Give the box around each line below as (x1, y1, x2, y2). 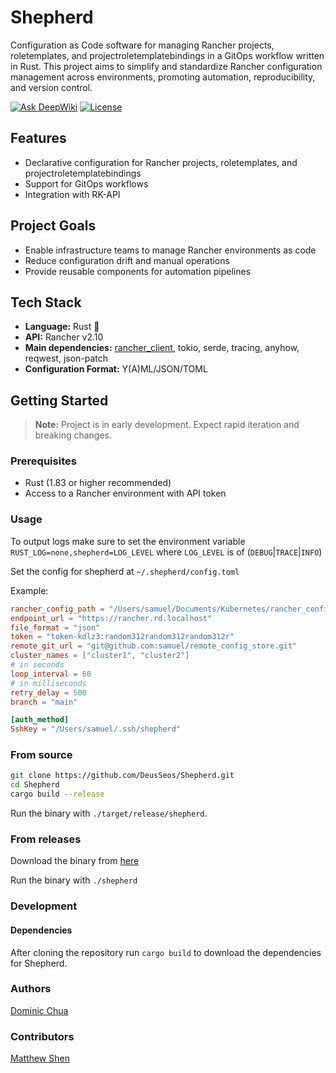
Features (10, 130, 67, 147)
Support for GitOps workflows (24, 177, 149, 190)
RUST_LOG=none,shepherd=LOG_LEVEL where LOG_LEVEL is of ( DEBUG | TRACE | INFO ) (10, 546, 323, 558)
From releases (10, 832, 82, 846)
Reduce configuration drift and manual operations (24, 254, 230, 266)
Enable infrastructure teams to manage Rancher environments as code (24, 244, 317, 256)
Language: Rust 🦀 (24, 321, 100, 333)
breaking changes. (34, 429, 113, 441)
